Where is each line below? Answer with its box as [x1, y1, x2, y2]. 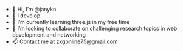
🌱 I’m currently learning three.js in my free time [12, 19, 130, 25]
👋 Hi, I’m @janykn [12, 6, 57, 13]
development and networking [12, 31, 86, 38]
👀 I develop [12, 12, 41, 19]
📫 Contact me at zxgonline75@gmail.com [12, 38, 118, 45]
